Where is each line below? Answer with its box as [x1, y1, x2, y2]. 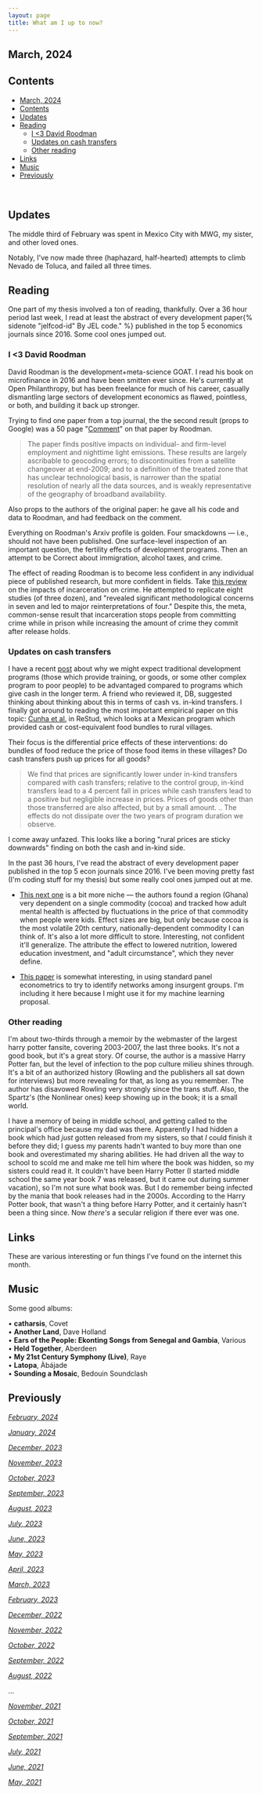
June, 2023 [8, 1533, 45, 1543]
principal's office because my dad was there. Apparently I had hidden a [8, 1125, 239, 1134]
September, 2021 [8, 1731, 63, 1741]
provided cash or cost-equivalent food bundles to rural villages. [8, 722, 213, 731]
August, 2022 [8, 1671, 52, 1680]
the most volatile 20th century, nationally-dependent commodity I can [19, 923, 245, 932]
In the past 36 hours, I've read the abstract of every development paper [8, 858, 239, 867]
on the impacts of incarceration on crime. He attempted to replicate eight [8, 585, 243, 594]
